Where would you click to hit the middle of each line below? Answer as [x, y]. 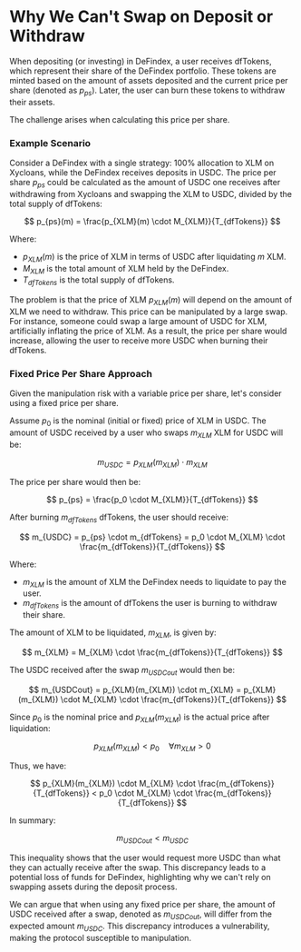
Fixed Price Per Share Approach [81, 373]
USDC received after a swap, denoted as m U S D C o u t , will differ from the [141, 915]
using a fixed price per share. [64, 403]
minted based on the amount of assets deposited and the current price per [149, 80]
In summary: [33, 820]
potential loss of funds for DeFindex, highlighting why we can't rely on [140, 878]
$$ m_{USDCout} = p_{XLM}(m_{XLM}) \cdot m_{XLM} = [135, 689]
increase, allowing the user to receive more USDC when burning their [139, 341]
